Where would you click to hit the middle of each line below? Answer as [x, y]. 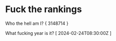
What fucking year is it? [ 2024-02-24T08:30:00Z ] [59, 33]
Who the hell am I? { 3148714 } [37, 23]
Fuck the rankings [44, 9]
